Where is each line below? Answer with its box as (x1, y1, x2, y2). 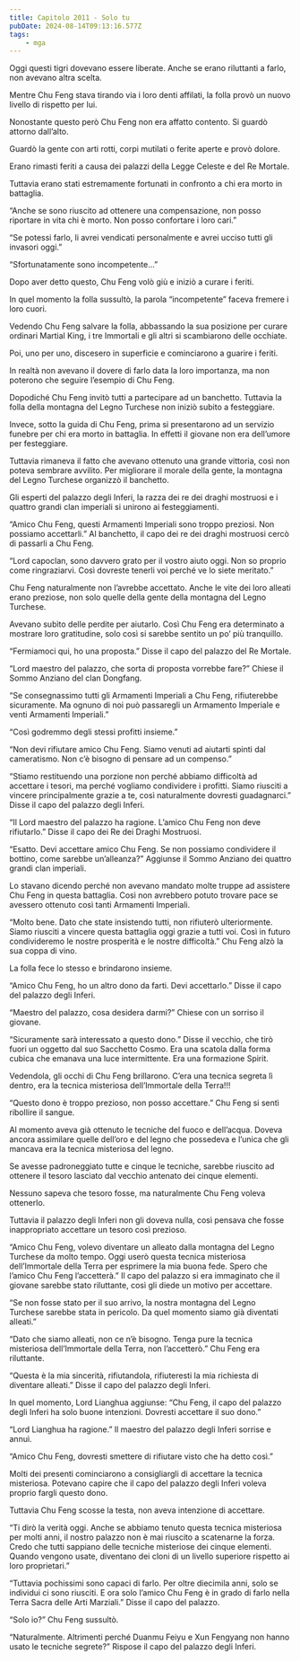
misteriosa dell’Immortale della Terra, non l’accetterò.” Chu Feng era (9, 1343, 261, 1354)
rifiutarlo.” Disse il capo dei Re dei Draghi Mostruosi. (9, 827, 201, 838)
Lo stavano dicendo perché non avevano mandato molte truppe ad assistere (9, 881, 291, 892)
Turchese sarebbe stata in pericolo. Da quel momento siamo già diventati (9, 1307, 279, 1318)
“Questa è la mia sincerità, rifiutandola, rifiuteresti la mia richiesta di (9, 1370, 259, 1381)
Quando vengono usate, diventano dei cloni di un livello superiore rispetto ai (9, 1551, 290, 1562)
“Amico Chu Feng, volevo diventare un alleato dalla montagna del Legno (9, 1242, 275, 1252)
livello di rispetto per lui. (9, 100, 98, 110)
